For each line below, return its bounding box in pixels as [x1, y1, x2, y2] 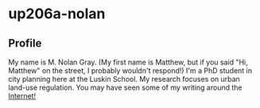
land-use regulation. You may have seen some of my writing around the [8, 83, 243, 92]
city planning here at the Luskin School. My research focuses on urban [8, 75, 240, 83]
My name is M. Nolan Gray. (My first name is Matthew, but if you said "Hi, [8, 57, 248, 67]
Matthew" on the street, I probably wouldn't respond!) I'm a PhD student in [8, 66, 253, 75]
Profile [8, 37, 42, 50]
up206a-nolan [8, 5, 106, 23]
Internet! [8, 91, 37, 100]
